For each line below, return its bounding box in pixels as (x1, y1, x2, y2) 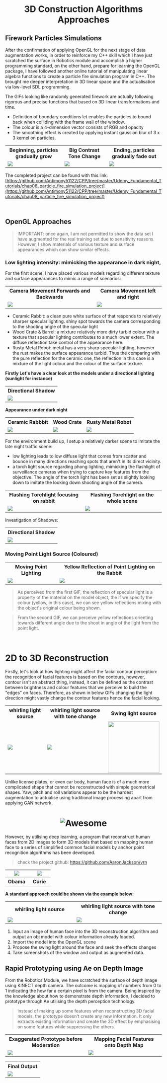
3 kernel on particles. (12, 135, 56, 141)
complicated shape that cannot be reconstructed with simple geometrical (5, 784, 156, 790)
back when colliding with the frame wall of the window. (12, 119, 125, 125)
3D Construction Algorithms (24, 3, 143, 15)
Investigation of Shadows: (5, 517, 59, 523)
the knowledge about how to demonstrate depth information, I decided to (5, 993, 155, 999)
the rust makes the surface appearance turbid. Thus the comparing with (12, 350, 161, 356)
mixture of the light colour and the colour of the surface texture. (12, 361, 143, 367)
